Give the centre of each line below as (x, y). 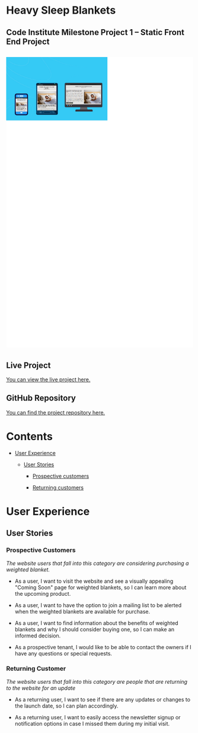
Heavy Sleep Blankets (61, 10)
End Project (28, 41)
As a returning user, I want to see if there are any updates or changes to (103, 699)
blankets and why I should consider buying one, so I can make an (95, 629)
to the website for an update (41, 688)
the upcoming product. (43, 593)
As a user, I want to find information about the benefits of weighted (97, 623)
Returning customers (58, 487)
